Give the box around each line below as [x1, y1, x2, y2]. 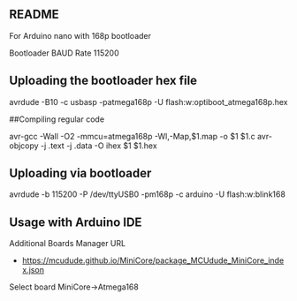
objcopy [9, 140, 39, 151]
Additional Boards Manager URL [9, 238, 126, 249]
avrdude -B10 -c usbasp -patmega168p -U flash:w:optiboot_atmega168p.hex [9, 96, 288, 107]
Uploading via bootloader [9, 166, 152, 181]
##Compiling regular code [9, 114, 104, 124]
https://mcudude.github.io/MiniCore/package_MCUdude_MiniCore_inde [21, 255, 285, 266]
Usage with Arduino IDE [9, 214, 142, 230]
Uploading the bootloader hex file [9, 73, 197, 88]
